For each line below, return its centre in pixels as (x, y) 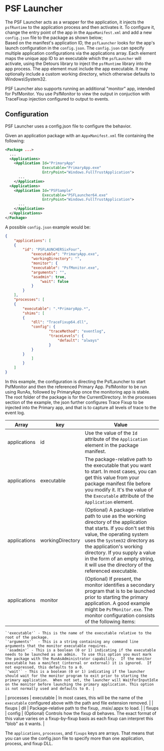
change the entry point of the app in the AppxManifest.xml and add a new (79, 32)
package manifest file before (118, 483)
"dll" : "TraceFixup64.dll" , (60, 322)
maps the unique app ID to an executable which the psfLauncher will (73, 58)
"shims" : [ (34, 313)
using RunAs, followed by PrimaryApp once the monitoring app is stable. (78, 392)
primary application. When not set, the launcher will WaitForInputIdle (82, 680)
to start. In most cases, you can (121, 471)
